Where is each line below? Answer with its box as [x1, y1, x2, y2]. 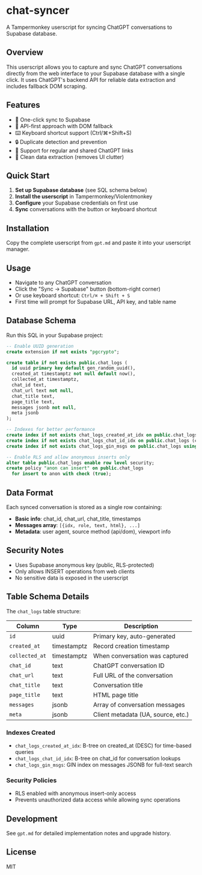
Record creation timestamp [93, 642, 170, 650]
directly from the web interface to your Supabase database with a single [6, 70, 185, 77]
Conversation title [93, 681, 143, 689]
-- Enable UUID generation [6, 343, 74, 349]
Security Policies [6, 776, 57, 784]
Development [6, 814, 58, 824]
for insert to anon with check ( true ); [11, 471, 112, 477]
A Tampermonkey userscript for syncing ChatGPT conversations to [6, 23, 173, 31]
